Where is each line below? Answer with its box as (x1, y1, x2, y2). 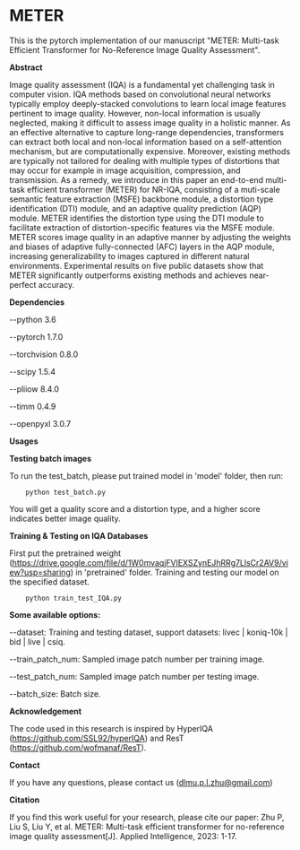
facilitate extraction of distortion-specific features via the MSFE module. (9, 221, 276, 233)
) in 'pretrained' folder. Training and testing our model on (70, 567, 279, 577)
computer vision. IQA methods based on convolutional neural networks (9, 89, 271, 100)
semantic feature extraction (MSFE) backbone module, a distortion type (9, 194, 274, 204)
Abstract (9, 62, 43, 73)
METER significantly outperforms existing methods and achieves (9, 270, 248, 281)
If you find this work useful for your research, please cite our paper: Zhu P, (9, 811, 285, 822)
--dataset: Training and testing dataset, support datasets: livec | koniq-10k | (9, 627, 288, 637)
